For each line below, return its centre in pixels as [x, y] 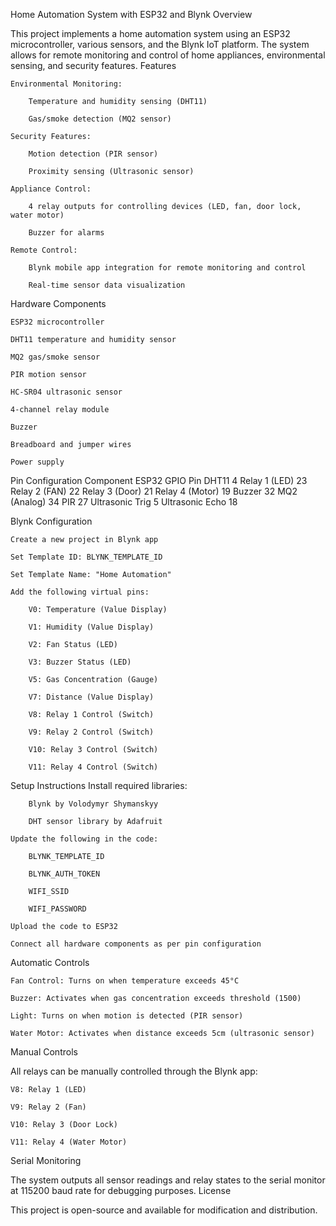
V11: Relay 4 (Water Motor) [69, 1142]
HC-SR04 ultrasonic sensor [66, 392]
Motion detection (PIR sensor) [93, 154]
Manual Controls [44, 1052]
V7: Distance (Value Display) [91, 697]
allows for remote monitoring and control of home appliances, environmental [168, 55]
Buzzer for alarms [66, 233]
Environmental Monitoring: [66, 84]
